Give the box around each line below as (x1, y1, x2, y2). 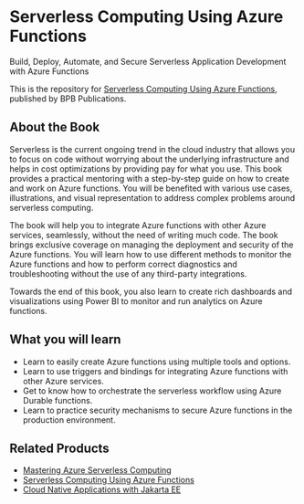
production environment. (22, 414, 116, 425)
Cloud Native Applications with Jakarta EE (22, 484, 182, 495)
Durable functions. (22, 394, 93, 405)
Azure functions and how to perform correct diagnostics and (9, 258, 237, 269)
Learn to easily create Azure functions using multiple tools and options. (22, 356, 291, 367)
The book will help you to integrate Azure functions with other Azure (9, 219, 267, 230)
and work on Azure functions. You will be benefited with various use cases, (9, 183, 293, 194)
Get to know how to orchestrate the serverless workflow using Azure (22, 385, 282, 396)
